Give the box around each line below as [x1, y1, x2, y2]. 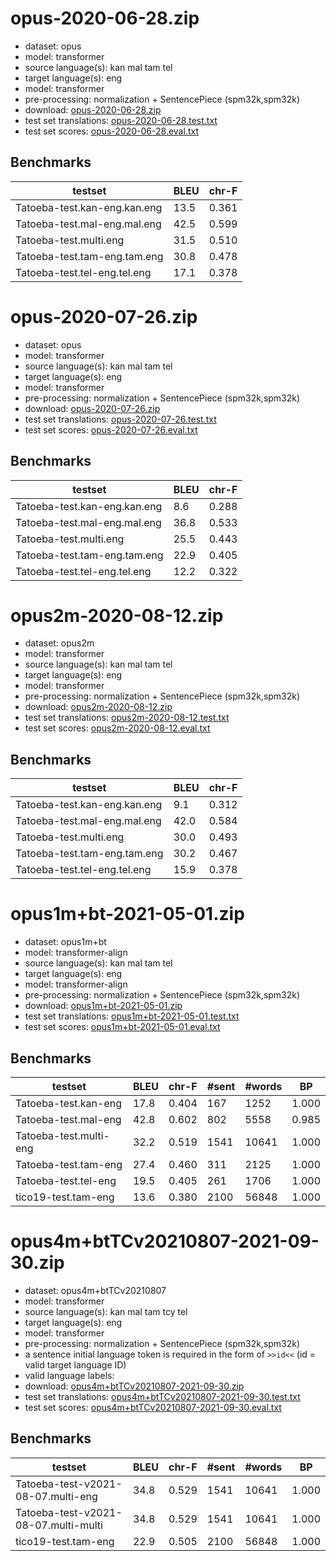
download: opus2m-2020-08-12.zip [24, 701, 173, 713]
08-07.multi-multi [15, 1518, 103, 1532]
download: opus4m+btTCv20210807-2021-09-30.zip [24, 1380, 245, 1392]
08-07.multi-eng [15, 1489, 98, 1503]
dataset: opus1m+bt [24, 936, 107, 948]
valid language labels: [24, 1369, 115, 1381]
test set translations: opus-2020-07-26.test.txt [24, 413, 217, 425]
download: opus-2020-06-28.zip [24, 103, 162, 116]
